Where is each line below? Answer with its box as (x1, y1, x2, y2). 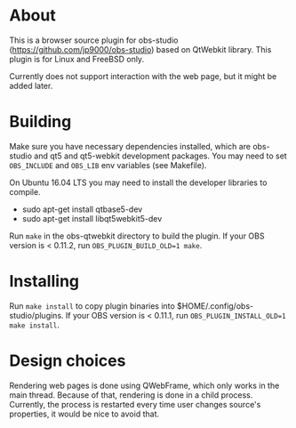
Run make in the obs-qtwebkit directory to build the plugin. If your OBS (9, 230, 265, 241)
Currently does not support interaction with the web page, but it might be (9, 70, 277, 81)
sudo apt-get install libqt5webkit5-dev (21, 213, 163, 223)
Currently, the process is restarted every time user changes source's (9, 399, 261, 409)
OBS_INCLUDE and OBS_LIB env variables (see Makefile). (9, 159, 207, 170)
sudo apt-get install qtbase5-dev (21, 204, 143, 214)
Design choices (9, 351, 126, 370)
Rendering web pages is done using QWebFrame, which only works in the (9, 380, 280, 391)
